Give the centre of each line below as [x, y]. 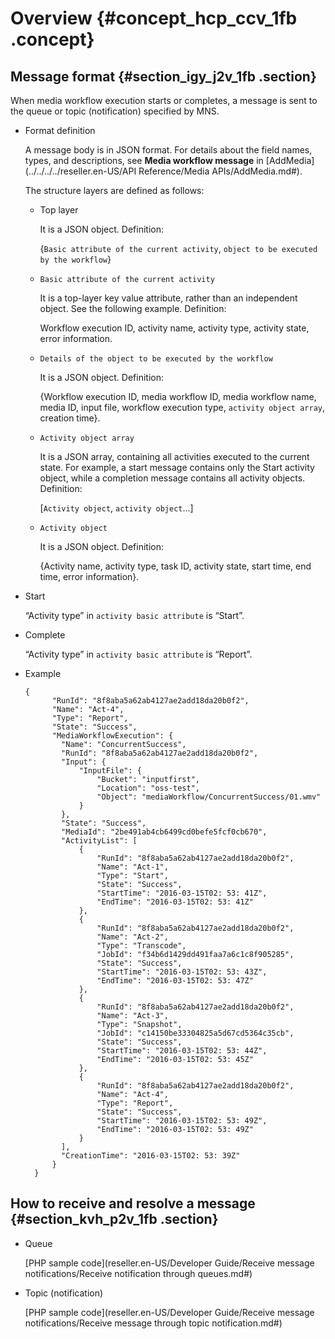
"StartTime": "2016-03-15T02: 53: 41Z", [182, 893]
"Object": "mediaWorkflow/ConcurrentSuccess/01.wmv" [209, 797]
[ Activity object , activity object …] [116, 508]
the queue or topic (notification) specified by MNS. [115, 111]
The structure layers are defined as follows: [114, 190]
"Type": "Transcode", [141, 946]
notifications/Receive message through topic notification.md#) [153, 1323]
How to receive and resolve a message [133, 1203]
